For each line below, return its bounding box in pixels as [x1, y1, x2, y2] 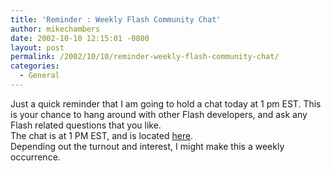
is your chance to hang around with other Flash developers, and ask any [10, 108, 308, 120]
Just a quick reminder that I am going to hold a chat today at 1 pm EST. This [10, 97, 322, 110]
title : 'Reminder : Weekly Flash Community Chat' [10, 14, 222, 25]
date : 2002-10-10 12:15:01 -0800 [10, 33, 150, 43]
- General [19, 71, 60, 81]
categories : [10, 61, 60, 71]
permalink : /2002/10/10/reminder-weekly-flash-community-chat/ [10, 52, 280, 62]
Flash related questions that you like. [10, 119, 162, 131]
